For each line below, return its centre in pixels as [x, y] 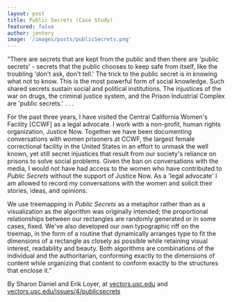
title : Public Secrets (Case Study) [60, 20]
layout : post [26, 14]
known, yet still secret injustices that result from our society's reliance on [112, 154]
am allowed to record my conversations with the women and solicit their [110, 183]
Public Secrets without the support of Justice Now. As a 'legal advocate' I [112, 176]
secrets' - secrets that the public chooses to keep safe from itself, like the [113, 67]
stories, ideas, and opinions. [48, 191]
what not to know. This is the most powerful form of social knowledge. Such [116, 81]
